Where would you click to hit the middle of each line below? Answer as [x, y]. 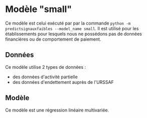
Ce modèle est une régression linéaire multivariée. [57, 110]
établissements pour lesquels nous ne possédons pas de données [73, 34]
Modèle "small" [38, 9]
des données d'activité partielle [45, 77]
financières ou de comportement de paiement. [53, 39]
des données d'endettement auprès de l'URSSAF [63, 82]
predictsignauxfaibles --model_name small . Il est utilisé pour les [72, 28]
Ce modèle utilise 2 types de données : [46, 67]
